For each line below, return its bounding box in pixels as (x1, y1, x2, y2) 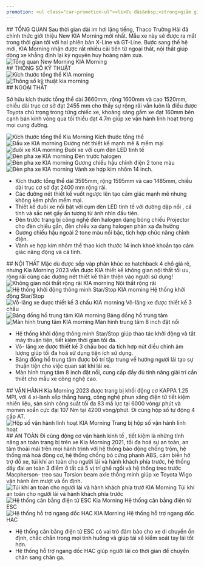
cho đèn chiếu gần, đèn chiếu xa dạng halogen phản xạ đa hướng (15, 222, 180, 230)
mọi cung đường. (6, 121, 49, 128)
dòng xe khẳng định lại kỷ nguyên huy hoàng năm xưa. (6, 51, 144, 58)
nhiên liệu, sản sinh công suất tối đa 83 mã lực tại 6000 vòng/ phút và (6, 399, 181, 407)
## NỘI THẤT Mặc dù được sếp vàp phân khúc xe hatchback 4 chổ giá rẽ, (6, 259, 191, 267)
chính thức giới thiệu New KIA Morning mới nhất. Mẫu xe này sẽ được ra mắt (6, 32, 197, 40)
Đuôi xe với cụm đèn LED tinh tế (64, 146, 144, 153)
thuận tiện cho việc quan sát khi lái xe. (15, 362, 111, 369)
